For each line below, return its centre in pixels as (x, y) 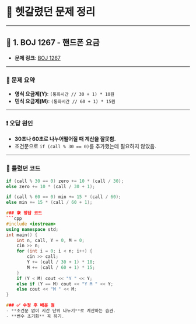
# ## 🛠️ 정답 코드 (24, 213)
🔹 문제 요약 (20, 80)
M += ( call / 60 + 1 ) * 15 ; (61, 267)
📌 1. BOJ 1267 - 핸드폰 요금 (53, 42)
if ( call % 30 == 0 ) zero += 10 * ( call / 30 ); (65, 181)
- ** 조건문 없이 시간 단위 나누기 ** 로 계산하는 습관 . (61, 311)
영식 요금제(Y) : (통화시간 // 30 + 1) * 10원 (64, 94)
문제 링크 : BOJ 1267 (38, 58)
